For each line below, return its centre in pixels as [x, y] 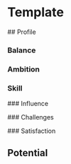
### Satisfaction [32, 131]
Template [35, 12]
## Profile [22, 32]
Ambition [24, 69]
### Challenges [31, 117]
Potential [28, 153]
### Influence [28, 104]
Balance [22, 50]
